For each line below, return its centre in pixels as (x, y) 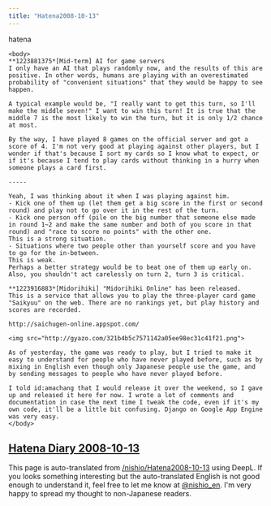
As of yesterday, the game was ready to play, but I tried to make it (130, 352)
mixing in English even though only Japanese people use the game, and (132, 366)
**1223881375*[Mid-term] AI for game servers (86, 61)
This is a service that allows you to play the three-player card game (132, 296)
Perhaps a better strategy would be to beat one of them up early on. (130, 267)
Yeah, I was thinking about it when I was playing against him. (119, 196)
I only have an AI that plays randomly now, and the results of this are (136, 68)
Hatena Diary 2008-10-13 (74, 449)
